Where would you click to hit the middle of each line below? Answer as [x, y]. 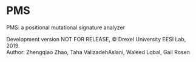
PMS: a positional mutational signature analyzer [66, 27]
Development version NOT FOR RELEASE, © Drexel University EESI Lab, [96, 39]
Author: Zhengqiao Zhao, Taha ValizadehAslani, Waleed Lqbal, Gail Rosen [98, 52]
